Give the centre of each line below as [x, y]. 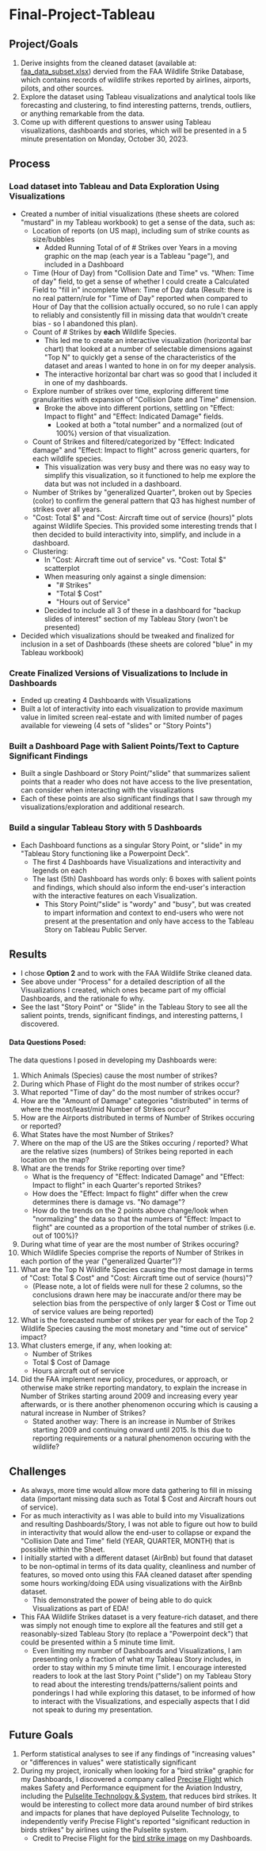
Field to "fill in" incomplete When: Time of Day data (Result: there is [142, 289]
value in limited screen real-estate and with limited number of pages [131, 717]
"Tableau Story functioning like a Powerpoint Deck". [105, 853]
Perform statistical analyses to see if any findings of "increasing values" [138, 1754]
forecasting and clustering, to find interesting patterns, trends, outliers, [136, 105]
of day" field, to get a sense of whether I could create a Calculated [141, 281]
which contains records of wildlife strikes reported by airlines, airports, [136, 80]
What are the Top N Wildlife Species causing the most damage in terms [137, 1269]
